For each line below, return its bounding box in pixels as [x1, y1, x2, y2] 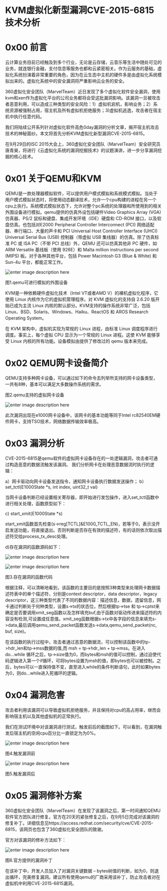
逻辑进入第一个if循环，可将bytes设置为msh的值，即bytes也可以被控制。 [9, 658, 157, 664]
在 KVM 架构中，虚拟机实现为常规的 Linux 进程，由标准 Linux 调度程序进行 [5, 326, 158, 332]
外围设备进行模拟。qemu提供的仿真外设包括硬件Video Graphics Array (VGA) [5, 209, 162, 215]
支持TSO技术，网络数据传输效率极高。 [22, 418, 101, 424]
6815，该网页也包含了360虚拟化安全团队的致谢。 [5, 826, 106, 832]
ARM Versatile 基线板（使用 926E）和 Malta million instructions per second [5, 247, 159, 253]
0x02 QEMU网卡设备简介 [5, 358, 108, 369]
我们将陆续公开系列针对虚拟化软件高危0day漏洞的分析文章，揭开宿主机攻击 [5, 124, 159, 130]
